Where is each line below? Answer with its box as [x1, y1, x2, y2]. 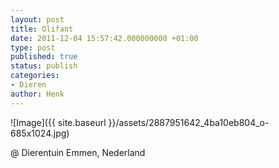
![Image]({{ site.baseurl [10, 116, 107, 128]
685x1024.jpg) [10, 127, 70, 139]
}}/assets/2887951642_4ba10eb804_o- [108, 116, 270, 128]
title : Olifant [10, 24, 74, 34]
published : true [10, 52, 78, 62]
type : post [10, 42, 56, 53]
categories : [10, 71, 60, 81]
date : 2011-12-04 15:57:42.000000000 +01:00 [10, 33, 199, 43]
